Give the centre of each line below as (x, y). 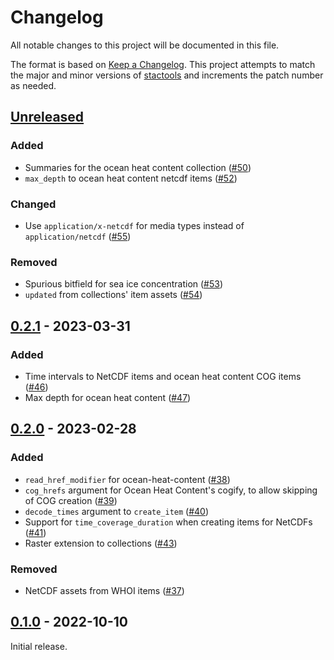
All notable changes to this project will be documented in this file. (145, 45)
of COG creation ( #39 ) (71, 500)
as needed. (33, 85)
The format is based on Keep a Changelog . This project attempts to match (163, 64)
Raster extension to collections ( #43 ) (101, 543)
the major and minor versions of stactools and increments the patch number (167, 75)
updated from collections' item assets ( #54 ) (113, 295)
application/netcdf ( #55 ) (78, 236)
